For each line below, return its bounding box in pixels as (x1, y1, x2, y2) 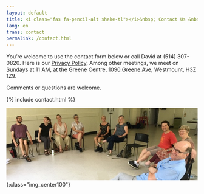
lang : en (6, 23, 29, 29)
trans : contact (6, 29, 45, 35)
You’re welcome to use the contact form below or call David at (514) (6, 53, 176, 60)
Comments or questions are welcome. (6, 84, 101, 91)
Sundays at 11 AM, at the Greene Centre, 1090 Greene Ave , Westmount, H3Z (6, 66, 197, 73)
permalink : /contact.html (6, 35, 72, 42)
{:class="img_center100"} (6, 181, 71, 188)
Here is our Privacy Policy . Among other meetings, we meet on (22, 60, 179, 67)
